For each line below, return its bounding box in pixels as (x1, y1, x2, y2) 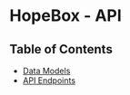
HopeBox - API (9, 5, 123, 26)
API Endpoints (22, 75, 75, 86)
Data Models (22, 65, 71, 76)
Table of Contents (9, 42, 114, 57)
